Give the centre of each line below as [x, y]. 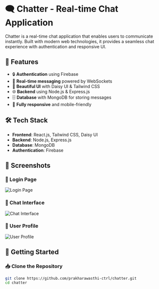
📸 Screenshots [28, 166]
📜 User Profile [22, 226]
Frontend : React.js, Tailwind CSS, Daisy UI [55, 134]
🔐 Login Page [21, 179]
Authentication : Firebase [38, 150]
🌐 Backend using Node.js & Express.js [51, 91]
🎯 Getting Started [32, 252]
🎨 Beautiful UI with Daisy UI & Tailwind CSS [56, 86]
